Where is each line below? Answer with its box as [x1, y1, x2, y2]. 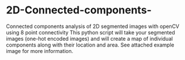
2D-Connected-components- [6, 3, 152, 17]
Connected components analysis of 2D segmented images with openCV [6, 23, 180, 30]
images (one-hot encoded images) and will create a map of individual [6, 35, 173, 42]
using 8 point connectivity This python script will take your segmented [6, 29, 175, 36]
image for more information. [6, 47, 74, 54]
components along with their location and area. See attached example [6, 41, 174, 48]
